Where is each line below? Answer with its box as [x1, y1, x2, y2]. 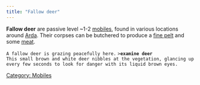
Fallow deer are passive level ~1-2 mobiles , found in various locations [6, 25, 178, 32]
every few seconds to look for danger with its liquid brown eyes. [6, 61, 178, 67]
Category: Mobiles [6, 71, 52, 78]
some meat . [6, 38, 36, 45]
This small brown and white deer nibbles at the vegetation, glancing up [6, 56, 195, 62]
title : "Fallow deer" [6, 8, 60, 15]
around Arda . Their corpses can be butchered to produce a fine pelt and [6, 31, 184, 39]
